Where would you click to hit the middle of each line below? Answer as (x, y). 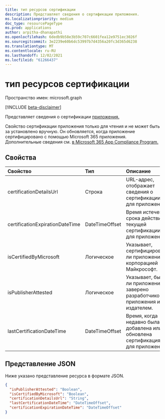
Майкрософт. (142, 269)
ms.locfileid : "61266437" (31, 60)
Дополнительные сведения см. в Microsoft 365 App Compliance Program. (82, 142)
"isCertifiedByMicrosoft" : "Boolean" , (49, 394)
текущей (136, 224)
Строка (94, 192)
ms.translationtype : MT (29, 46)
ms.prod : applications (28, 28)
